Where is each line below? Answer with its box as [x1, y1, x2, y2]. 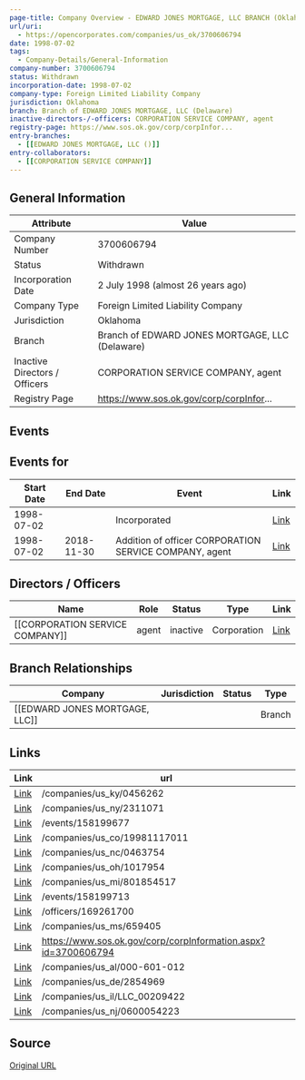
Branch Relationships [9, 660, 133, 676]
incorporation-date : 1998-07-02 [9, 81, 132, 90]
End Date [65, 486, 106, 499]
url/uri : [9, 22, 43, 31]
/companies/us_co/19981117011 [41, 831, 189, 844]
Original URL [9, 1059, 57, 1071]
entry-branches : [9, 132, 71, 141]
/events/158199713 [41, 890, 130, 903]
